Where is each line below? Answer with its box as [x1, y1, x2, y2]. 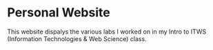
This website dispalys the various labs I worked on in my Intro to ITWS [7, 27, 207, 36]
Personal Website [7, 5, 110, 21]
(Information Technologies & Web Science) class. [7, 34, 147, 42]
